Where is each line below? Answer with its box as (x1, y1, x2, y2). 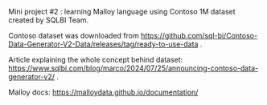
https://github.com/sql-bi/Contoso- (140, 31, 258, 40)
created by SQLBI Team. (8, 15, 89, 25)
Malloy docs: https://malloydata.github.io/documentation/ (8, 87, 199, 97)
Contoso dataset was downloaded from (8, 31, 139, 40)
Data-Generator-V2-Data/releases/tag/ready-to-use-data (8, 39, 199, 49)
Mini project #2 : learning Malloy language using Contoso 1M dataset (8, 7, 236, 16)
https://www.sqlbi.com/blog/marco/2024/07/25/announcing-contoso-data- (8, 63, 259, 73)
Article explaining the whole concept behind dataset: (8, 55, 183, 64)
